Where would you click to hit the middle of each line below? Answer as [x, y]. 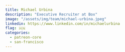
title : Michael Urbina [29, 10]
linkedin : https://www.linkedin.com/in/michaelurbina [63, 24]
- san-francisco [27, 42]
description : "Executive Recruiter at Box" [51, 14]
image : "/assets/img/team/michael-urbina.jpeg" [56, 19]
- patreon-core [26, 38]
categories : [18, 33]
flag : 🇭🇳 [16, 28]
